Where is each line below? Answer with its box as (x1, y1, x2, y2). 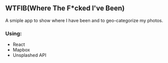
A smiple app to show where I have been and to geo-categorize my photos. (5, 17, 163, 23)
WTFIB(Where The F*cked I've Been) (5, 4, 125, 13)
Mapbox (12, 47, 31, 53)
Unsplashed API (12, 52, 47, 58)
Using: (5, 30, 22, 37)
